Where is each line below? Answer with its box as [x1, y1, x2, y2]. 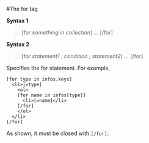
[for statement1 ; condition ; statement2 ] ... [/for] [21, 53, 144, 60]
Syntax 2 [6, 41, 29, 48]
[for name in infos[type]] [17, 92, 86, 98]
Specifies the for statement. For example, [6, 64, 111, 71]
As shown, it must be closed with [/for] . [6, 130, 109, 137]
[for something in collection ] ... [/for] [21, 29, 113, 36]
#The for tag [6, 5, 38, 12]
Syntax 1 [6, 17, 29, 24]
